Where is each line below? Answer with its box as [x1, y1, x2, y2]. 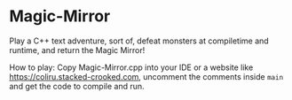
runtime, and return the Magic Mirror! [9, 44, 146, 55]
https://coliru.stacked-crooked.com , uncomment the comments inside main [9, 71, 284, 81]
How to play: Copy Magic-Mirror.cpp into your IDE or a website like [9, 62, 254, 73]
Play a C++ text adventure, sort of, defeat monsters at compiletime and [9, 35, 269, 46]
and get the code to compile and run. [9, 81, 145, 91]
